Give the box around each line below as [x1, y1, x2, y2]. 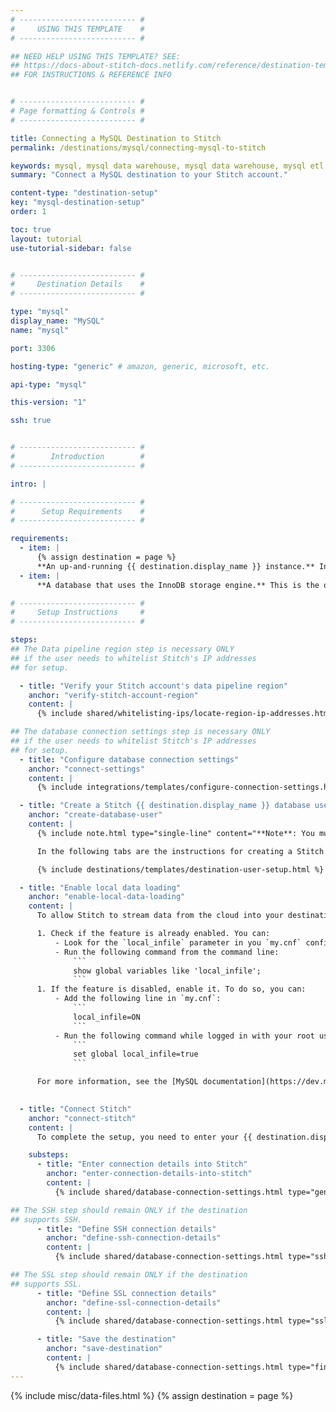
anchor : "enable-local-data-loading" [28, 892, 186, 902]
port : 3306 [10, 343, 56, 353]
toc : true [10, 224, 52, 235]
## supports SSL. [10, 1279, 83, 1289]
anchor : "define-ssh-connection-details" [46, 1233, 222, 1243]
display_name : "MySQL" [10, 316, 105, 326]
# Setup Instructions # [10, 607, 145, 618]
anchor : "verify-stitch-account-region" [28, 690, 199, 700]
